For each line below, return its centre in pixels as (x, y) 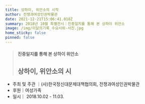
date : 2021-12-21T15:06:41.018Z (39, 19)
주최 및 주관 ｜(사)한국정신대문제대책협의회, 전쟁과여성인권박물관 (76, 84)
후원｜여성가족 (27, 91)
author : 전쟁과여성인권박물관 (31, 14)
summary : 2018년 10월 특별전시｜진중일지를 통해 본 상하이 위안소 (65, 24)
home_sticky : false (26, 33)
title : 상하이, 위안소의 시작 (32, 10)
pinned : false (20, 38)
